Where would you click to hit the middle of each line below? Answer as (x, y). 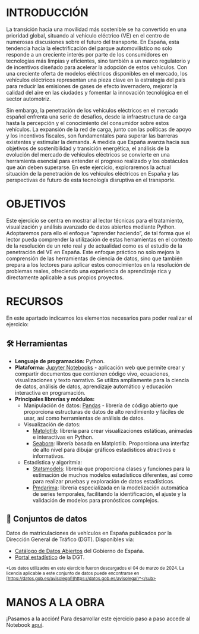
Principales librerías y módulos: (55, 399)
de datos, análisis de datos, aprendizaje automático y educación (93, 386)
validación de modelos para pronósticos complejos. (96, 500)
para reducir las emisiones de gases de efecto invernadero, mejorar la (92, 86)
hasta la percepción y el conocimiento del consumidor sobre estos (88, 123)
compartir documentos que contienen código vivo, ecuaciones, (92, 374)
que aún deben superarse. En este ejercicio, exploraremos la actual (89, 167)
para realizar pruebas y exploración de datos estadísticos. (104, 481)
